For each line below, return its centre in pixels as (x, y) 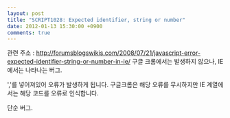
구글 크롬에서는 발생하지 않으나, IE (178, 62)
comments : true (29, 33)
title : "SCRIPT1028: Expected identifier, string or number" (96, 20)
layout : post (26, 13)
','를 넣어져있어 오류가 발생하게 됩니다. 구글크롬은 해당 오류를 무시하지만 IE (106, 85)
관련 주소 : (21, 53)
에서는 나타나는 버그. (35, 70)
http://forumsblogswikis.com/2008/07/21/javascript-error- (118, 53)
